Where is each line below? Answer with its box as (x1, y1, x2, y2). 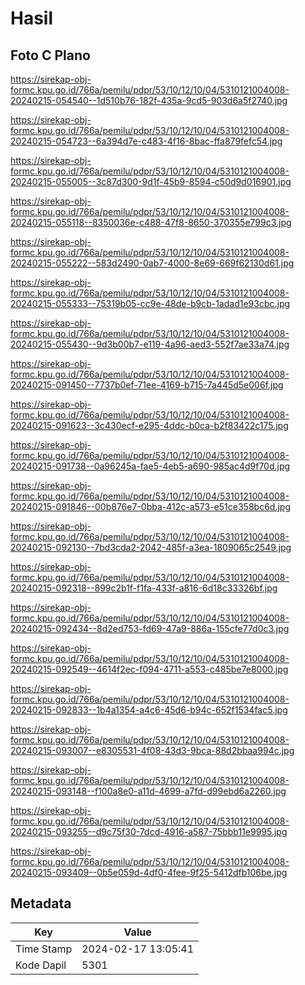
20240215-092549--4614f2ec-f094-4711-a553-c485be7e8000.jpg (10, 663, 289, 675)
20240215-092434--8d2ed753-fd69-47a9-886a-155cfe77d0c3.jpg (10, 623, 290, 634)
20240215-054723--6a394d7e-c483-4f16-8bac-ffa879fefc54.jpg (10, 135, 283, 147)
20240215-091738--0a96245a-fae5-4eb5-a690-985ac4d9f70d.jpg (10, 460, 291, 472)
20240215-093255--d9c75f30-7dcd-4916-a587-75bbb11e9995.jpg (10, 826, 288, 837)
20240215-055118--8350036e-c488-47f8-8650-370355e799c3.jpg (10, 217, 292, 228)
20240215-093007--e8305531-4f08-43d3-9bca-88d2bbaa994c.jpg (10, 745, 295, 756)
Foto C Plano (10, 47, 91, 64)
